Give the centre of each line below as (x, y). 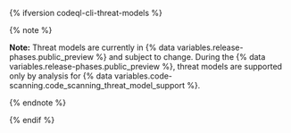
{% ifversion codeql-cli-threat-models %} (86, 13)
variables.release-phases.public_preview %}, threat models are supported (146, 66)
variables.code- (143, 76)
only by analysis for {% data (61, 76)
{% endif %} (32, 120)
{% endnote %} (38, 103)
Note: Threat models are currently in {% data (92, 47)
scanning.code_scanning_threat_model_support (97, 85)
